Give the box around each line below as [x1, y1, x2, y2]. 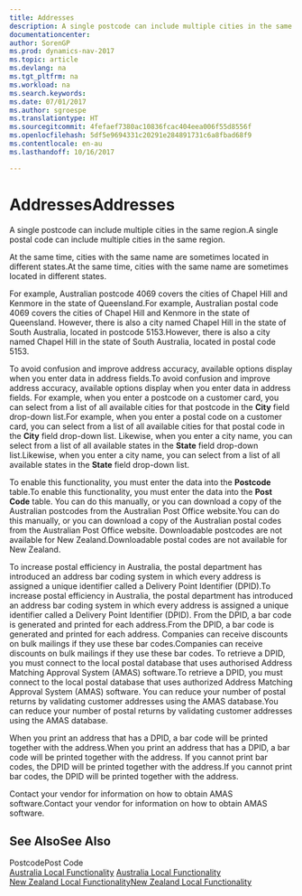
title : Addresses [9, 13, 75, 23]
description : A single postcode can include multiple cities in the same [9, 22, 293, 31]
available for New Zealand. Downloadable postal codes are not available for [9, 534, 288, 545]
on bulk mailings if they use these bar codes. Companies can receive [9, 638, 263, 649]
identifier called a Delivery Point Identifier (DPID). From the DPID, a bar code [9, 609, 292, 620]
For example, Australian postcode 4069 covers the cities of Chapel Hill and [9, 288, 288, 299]
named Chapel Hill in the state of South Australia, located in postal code [9, 336, 277, 347]
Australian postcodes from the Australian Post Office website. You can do [9, 505, 280, 516]
